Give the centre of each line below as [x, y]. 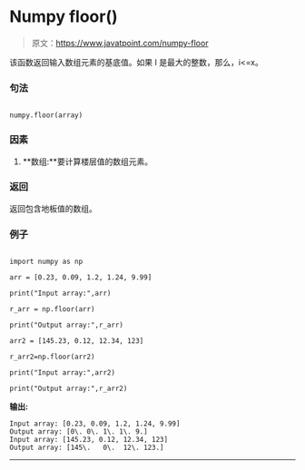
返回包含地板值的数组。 [53, 208]
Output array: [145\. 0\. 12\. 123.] [87, 448]
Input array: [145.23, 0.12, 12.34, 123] [89, 440]
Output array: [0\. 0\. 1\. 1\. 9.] [79, 432]
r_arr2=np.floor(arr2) [52, 357]
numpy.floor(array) [46, 115]
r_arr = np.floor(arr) [52, 309]
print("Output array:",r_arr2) [69, 389]
